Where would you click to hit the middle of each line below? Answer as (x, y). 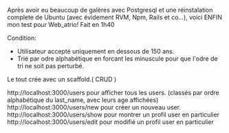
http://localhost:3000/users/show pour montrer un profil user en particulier (113, 114)
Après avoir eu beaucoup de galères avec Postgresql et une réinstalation (110, 10)
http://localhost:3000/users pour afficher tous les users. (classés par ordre (113, 93)
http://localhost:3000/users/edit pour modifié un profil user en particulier (111, 122)
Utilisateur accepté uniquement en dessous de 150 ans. (96, 51)
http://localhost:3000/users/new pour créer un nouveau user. (94, 107)
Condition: (22, 38)
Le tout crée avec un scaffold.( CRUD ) (62, 79)
